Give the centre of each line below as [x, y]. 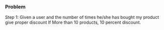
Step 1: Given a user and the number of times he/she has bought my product [82, 17]
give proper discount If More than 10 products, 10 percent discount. [73, 22]
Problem [15, 7]
